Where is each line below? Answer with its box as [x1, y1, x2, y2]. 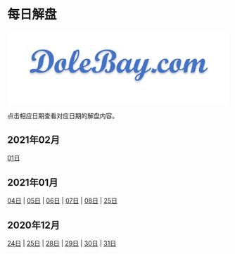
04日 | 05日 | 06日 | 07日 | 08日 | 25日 [7, 196, 118, 205]
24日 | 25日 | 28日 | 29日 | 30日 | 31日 [7, 239, 117, 248]
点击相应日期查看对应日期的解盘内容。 [7, 111, 118, 120]
